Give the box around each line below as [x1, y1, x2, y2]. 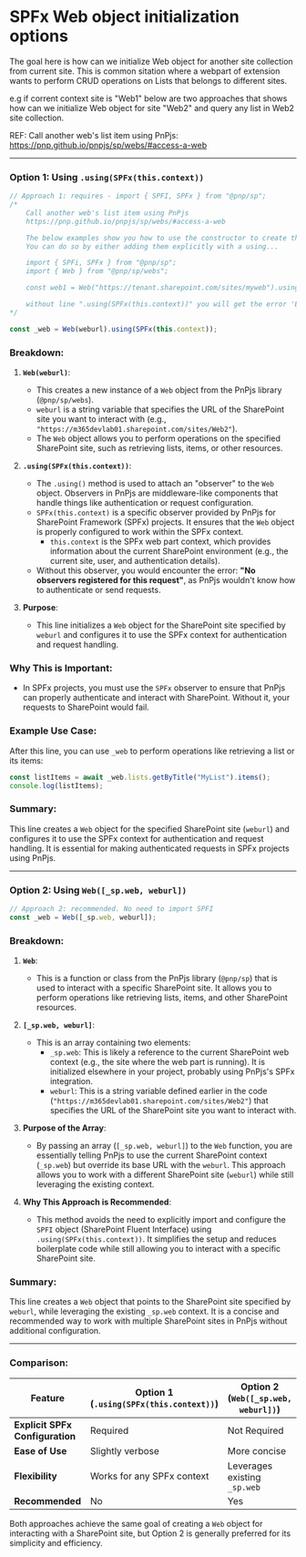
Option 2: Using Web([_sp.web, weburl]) [9, 884, 188, 896]
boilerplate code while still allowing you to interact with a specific [36, 1244, 280, 1255]
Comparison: [9, 1357, 69, 1369]
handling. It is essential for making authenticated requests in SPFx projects [9, 843, 290, 854]
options [9, 26, 68, 46]
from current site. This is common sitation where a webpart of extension [9, 66, 280, 77]
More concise [227, 1444, 287, 1457]
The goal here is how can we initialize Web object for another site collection [9, 56, 293, 67]
